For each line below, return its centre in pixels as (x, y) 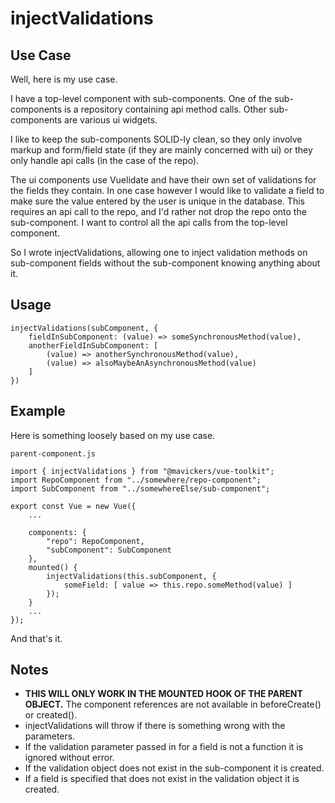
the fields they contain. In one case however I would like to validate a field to (167, 190)
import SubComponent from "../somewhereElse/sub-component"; (140, 488)
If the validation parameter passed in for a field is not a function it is (164, 747)
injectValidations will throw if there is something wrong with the (155, 726)
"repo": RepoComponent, (95, 541)
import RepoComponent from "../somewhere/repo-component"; (136, 480)
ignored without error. (69, 758)
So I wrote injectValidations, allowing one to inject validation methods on (159, 252)
